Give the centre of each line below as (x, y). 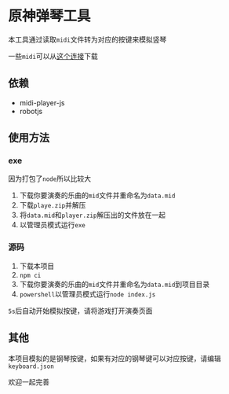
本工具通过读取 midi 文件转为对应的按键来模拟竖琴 (87, 39)
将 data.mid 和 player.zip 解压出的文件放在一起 (93, 215)
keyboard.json (31, 366)
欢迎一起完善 (29, 381)
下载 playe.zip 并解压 (53, 205)
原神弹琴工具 (50, 16)
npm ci (30, 275)
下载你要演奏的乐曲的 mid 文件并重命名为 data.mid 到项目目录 (114, 284)
